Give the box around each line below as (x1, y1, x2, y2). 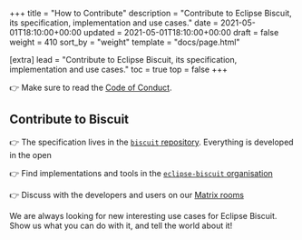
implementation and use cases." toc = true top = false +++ (9, 64, 229, 75)
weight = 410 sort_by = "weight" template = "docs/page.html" (9, 36, 240, 47)
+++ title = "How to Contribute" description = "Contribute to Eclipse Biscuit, (9, 8, 292, 18)
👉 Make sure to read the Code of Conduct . (9, 82, 172, 93)
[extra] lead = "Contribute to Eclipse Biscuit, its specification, (9, 55, 238, 65)
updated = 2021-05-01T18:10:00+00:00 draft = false (83, 27, 279, 37)
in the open (9, 149, 52, 160)
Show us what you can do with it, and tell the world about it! (9, 220, 233, 231)
